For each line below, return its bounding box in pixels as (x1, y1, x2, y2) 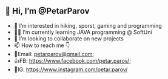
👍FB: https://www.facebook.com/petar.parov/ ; (13, 57, 131, 64)
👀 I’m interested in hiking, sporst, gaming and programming (13, 22, 162, 29)
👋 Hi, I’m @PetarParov (5, 6, 90, 16)
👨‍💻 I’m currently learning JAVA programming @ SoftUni (13, 28, 152, 36)
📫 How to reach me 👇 (13, 42, 70, 49)
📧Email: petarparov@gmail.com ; (13, 50, 95, 57)
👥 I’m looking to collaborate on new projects (13, 34, 124, 42)
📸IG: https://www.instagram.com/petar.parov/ (13, 66, 128, 73)
